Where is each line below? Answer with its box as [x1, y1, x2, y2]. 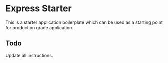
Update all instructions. [5, 52, 53, 58]
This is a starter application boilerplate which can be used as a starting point [5, 19, 163, 25]
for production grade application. [5, 24, 74, 30]
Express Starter [5, 3, 72, 14]
